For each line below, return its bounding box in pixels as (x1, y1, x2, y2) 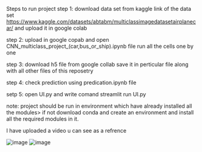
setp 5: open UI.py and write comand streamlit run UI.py (6, 91, 147, 97)
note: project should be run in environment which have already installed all (6, 102, 192, 110)
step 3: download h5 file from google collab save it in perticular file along (6, 61, 189, 68)
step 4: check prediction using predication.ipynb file (6, 79, 136, 86)
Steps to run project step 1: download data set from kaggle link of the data (6, 5, 192, 12)
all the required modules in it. (6, 115, 79, 122)
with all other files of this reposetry (6, 67, 94, 74)
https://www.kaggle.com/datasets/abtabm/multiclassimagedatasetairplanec (6, 18, 196, 25)
